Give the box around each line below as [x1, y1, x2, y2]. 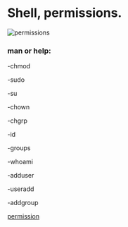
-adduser [7, 171, 34, 180]
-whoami [7, 157, 34, 166]
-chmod [7, 62, 30, 70]
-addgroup [7, 199, 39, 207]
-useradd [7, 185, 34, 193]
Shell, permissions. [7, 5, 122, 21]
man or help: [7, 46, 51, 56]
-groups [7, 144, 31, 152]
